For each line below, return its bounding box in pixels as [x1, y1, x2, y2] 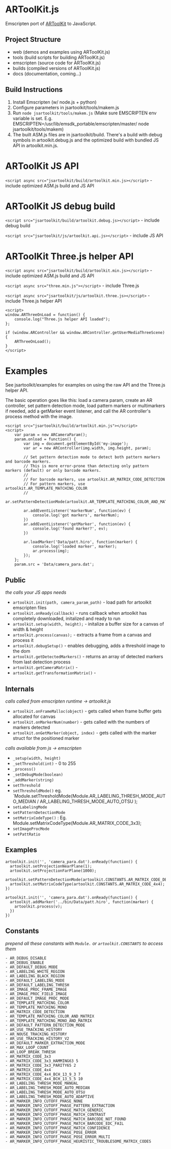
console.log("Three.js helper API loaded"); [14, 317, 110, 322]
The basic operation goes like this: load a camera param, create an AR [5, 397, 153, 403]
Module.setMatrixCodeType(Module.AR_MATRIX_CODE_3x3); [12, 820, 141, 826]
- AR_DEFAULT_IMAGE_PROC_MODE [5, 996, 70, 1001]
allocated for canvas [12, 713, 56, 720]
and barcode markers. [5, 459, 51, 464]
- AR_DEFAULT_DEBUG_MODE [5, 964, 58, 970]
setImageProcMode [12, 826, 50, 831]
